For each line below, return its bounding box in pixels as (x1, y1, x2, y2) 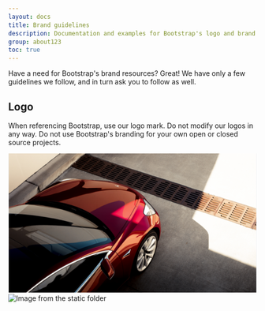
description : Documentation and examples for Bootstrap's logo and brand (8, 29, 256, 37)
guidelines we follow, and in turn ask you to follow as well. (8, 77, 196, 87)
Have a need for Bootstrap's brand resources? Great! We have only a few (8, 69, 246, 78)
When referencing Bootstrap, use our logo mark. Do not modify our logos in (8, 121, 254, 130)
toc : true (8, 46, 41, 54)
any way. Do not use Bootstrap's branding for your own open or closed (8, 129, 239, 138)
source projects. (8, 137, 62, 147)
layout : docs (8, 13, 51, 21)
